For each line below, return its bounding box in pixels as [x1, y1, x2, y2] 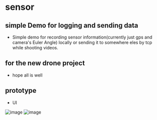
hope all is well [12, 72, 43, 78]
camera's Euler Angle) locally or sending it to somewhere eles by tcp [12, 40, 152, 45]
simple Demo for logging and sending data [5, 21, 138, 30]
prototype [5, 86, 37, 95]
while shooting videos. [12, 45, 58, 50]
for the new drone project [5, 59, 85, 68]
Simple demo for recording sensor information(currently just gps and [12, 34, 153, 40]
